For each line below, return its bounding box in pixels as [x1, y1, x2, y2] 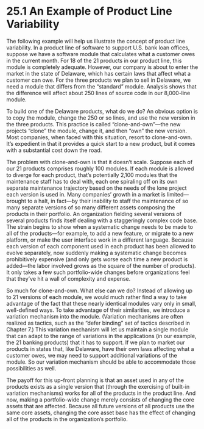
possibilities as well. [6, 364, 57, 372]
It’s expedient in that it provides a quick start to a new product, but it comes [6, 140, 195, 147]
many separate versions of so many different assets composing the [6, 203, 175, 211]
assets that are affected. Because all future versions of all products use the [6, 402, 195, 409]
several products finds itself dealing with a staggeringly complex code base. [6, 217, 198, 224]
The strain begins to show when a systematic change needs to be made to [6, 223, 194, 230]
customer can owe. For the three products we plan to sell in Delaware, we [6, 76, 191, 84]
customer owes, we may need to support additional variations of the [6, 351, 178, 359]
